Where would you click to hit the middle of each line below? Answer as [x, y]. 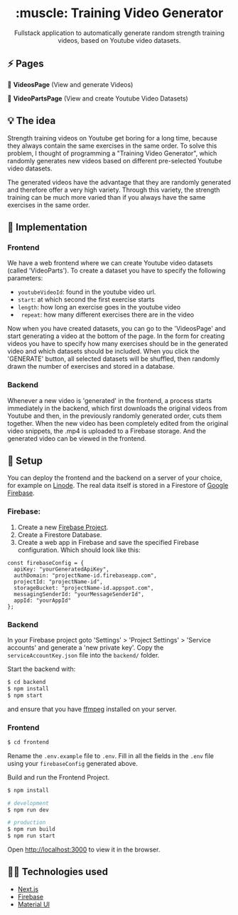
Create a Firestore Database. [60, 535]
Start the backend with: [42, 669]
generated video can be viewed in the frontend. [77, 438]
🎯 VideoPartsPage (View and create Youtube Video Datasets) [98, 98]
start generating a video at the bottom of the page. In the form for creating [116, 336]
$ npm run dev [28, 810]
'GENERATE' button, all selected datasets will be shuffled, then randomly [114, 359]
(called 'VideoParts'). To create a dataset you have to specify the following [117, 271]
